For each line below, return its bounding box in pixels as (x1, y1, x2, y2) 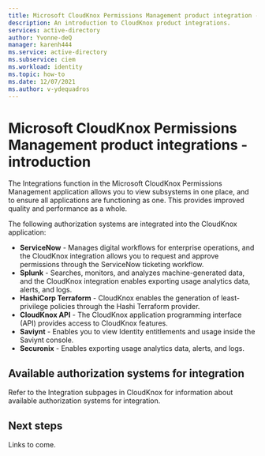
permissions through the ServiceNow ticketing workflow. (19, 260, 204, 269)
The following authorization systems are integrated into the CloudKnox (8, 219, 238, 229)
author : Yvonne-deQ (8, 33, 73, 42)
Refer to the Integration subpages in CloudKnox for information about (8, 388, 233, 398)
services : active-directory (8, 26, 101, 34)
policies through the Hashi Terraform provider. (50, 302, 200, 311)
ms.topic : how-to (8, 70, 65, 78)
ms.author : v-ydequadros (8, 85, 90, 93)
